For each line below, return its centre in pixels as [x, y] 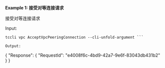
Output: [13, 46]
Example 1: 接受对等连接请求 [34, 8]
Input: [11, 28]
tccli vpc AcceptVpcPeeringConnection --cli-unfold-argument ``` [74, 37]
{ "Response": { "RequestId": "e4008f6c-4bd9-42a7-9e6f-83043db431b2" [83, 55]
